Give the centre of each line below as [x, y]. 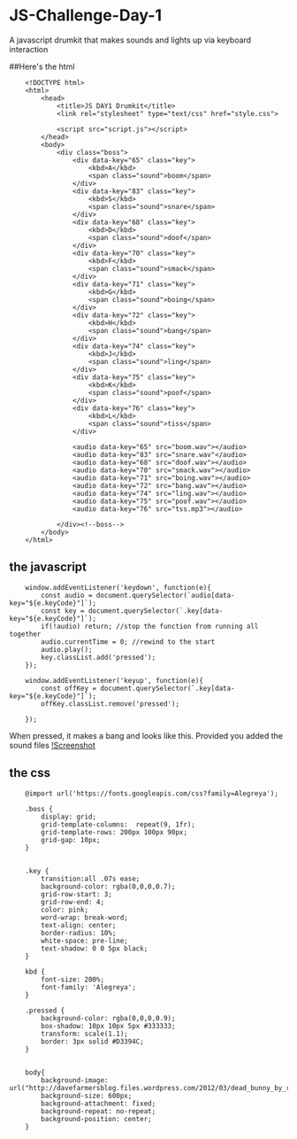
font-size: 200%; [72, 980]
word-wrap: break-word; [84, 918]
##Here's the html [42, 66]
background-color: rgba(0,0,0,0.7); [108, 887]
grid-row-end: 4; [72, 902]
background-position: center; [96, 1119]
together [25, 634]
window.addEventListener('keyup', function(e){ [114, 680]
